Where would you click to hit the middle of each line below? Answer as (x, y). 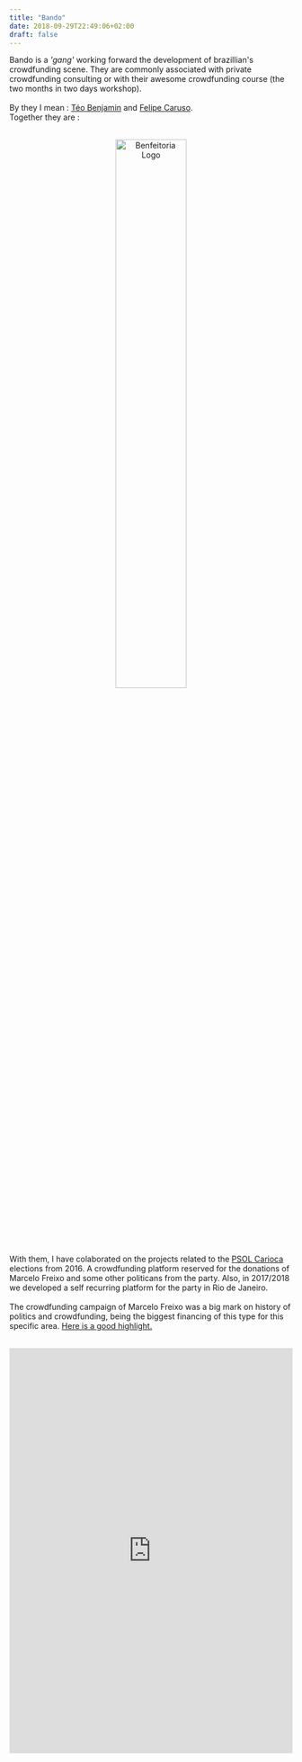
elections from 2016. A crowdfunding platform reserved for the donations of (150, 1269)
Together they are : (44, 117)
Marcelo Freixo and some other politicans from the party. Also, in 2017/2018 (150, 1279)
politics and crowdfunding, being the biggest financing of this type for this (147, 1316)
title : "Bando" (38, 18)
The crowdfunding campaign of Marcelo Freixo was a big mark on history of (150, 1307)
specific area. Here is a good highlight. (81, 1326)
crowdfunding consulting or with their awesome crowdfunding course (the (147, 79)
